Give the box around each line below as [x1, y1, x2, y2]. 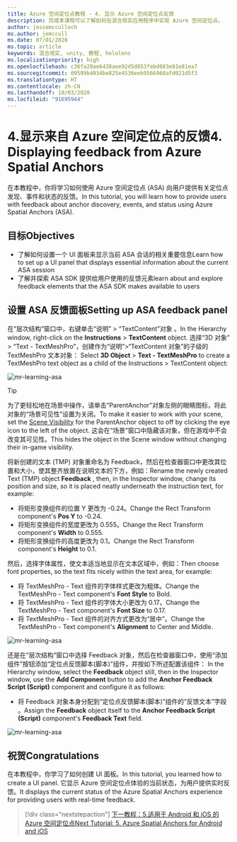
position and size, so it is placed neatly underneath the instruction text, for [7, 482, 224, 490]
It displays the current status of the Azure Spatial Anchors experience [20, 788, 223, 796]
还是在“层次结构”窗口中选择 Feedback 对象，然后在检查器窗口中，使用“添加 [7, 650, 228, 659]
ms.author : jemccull [7, 30, 69, 38]
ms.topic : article [7, 43, 62, 50]
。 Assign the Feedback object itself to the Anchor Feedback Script [17, 705, 216, 715]
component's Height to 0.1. [17, 544, 97, 553]
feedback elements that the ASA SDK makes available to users [17, 282, 200, 290]
